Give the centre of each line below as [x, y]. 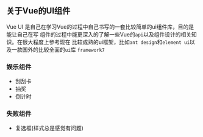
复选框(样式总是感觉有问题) [49, 128]
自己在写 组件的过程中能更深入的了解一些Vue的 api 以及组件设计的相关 [104, 34]
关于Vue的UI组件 [38, 11]
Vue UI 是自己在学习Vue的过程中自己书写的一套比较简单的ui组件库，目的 [98, 27]
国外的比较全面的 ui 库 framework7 [63, 49]
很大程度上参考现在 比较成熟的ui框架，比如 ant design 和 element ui [106, 42]
